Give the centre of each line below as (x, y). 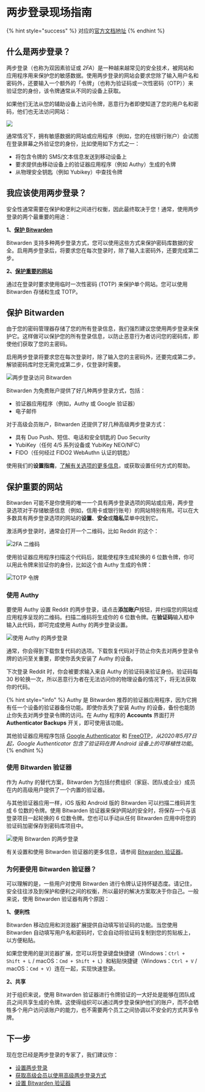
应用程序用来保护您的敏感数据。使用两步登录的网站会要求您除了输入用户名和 (103, 75)
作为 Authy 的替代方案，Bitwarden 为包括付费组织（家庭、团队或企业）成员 (101, 782)
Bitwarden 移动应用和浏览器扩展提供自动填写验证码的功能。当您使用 (92, 925)
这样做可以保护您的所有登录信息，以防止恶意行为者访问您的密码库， (108, 336)
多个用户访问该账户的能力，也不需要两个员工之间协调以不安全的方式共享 (102, 1010)
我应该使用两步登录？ (46, 193)
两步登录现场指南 (49, 13)
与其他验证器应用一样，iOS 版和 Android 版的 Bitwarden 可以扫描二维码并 (99, 802)
